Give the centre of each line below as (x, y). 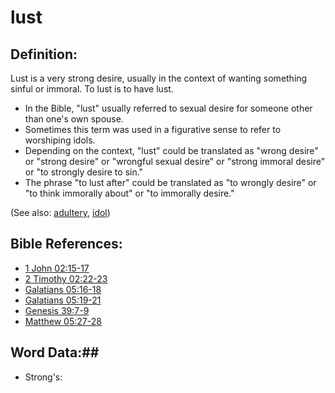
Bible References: (66, 244)
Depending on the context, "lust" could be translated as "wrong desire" (171, 150)
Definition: (44, 54)
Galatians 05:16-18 (63, 289)
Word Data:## (55, 352)
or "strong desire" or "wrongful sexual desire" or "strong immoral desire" (175, 161)
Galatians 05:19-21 (63, 300)
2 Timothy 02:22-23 (66, 278)
